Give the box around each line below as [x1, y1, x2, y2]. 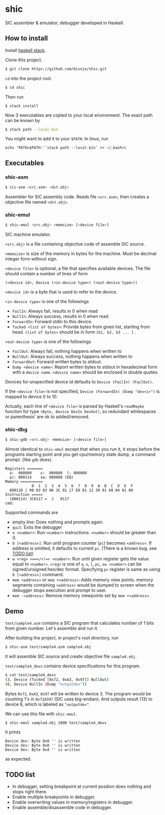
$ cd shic [5, 85, 26, 90]
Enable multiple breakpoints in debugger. [12, 794, 96, 800]
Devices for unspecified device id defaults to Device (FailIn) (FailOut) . [5, 379, 154, 385]
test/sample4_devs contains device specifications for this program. [5, 663, 141, 669]
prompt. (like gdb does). [5, 457, 53, 463]
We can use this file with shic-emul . [5, 711, 77, 717]
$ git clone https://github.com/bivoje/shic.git [5, 66, 107, 71]
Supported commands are [5, 510, 58, 515]
